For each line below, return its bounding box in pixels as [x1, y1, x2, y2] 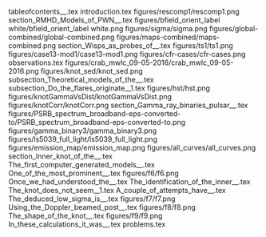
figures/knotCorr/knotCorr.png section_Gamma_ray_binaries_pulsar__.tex [8, 100, 248, 110]
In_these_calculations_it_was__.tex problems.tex [8, 219, 166, 229]
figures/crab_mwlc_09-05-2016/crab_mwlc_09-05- [65, 58, 234, 67]
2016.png [8, 66, 39, 75]
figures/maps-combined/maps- [116, 32, 220, 42]
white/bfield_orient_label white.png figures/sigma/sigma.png [8, 24, 208, 33]
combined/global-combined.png [8, 32, 115, 42]
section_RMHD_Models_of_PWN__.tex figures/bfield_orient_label [8, 15, 220, 25]
